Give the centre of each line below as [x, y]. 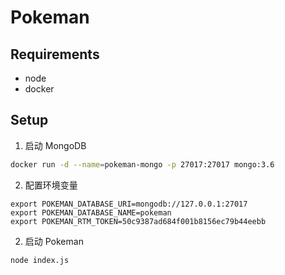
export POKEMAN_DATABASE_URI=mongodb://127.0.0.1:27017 [129, 204]
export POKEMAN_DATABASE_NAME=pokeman [91, 212]
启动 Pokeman [54, 241]
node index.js [40, 260]
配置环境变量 [51, 185]
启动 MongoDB [55, 145]
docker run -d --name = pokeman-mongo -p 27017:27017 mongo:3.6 [142, 164]
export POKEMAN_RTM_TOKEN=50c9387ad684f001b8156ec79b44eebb [138, 221]
